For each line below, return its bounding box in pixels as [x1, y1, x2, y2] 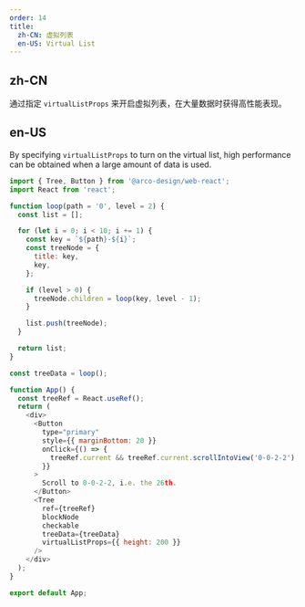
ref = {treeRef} [42, 504, 96, 513]
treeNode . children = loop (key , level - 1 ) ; [33, 294, 202, 303]
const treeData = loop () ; [9, 369, 107, 378]
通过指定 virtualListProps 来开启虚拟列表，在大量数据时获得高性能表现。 [9, 98, 287, 110]
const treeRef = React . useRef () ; [17, 393, 145, 403]
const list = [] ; [17, 210, 84, 219]
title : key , [33, 252, 79, 261]
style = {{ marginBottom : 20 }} [42, 435, 157, 445]
